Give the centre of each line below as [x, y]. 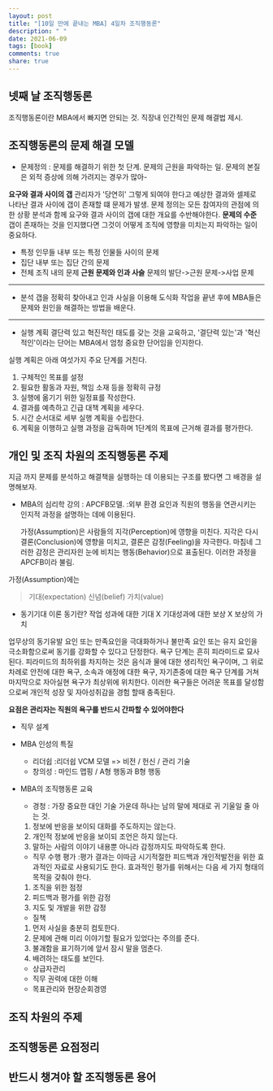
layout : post [30, 16]
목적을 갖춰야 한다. [62, 877]
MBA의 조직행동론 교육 [56, 789]
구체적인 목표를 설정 [52, 377]
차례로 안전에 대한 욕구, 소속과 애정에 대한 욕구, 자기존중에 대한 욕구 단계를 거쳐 [134, 672]
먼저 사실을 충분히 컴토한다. [76, 928]
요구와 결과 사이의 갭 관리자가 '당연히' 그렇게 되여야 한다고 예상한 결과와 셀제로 [132, 194]
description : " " [38, 31]
